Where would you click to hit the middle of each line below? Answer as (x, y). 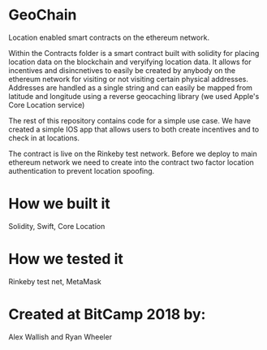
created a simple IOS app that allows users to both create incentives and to (134, 129)
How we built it (60, 204)
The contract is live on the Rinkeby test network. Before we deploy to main (133, 153)
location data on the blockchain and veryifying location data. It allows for (130, 62)
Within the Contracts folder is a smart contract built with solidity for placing (134, 53)
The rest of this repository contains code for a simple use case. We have (130, 120)
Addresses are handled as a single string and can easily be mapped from (131, 88)
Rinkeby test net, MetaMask (55, 281)
